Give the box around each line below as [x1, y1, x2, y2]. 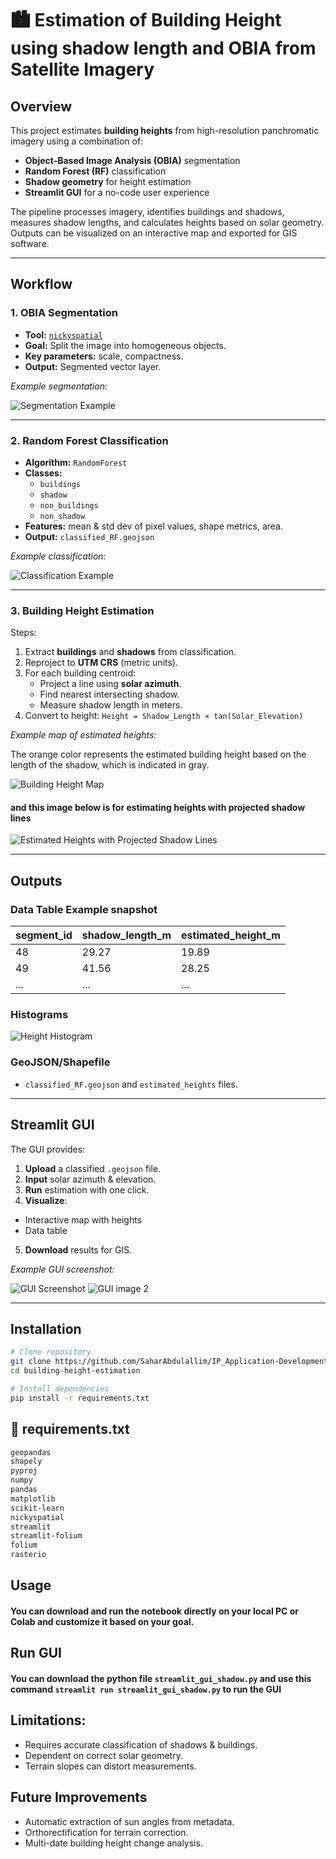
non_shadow [39, 511, 86, 521]
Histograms [10, 1008, 69, 1022]
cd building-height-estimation [10, 1366, 141, 1376]
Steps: [10, 627, 37, 639]
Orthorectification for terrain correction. [24, 1826, 189, 1838]
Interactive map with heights [24, 1213, 143, 1226]
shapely [10, 1457, 43, 1467]
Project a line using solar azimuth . [39, 678, 182, 690]
